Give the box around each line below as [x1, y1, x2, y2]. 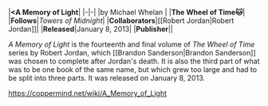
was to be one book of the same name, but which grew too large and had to [8, 65, 258, 74]
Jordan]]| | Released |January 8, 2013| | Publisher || [8, 25, 173, 33]
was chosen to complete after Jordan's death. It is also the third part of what [8, 56, 260, 66]
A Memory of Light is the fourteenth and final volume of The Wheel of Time [8, 40, 255, 49]
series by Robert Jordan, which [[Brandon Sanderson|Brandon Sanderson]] [8, 48, 257, 57]
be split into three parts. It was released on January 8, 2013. [8, 74, 206, 82]
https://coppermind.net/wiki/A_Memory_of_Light [8, 89, 167, 98]
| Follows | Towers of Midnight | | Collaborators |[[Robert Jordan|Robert [8, 16, 235, 25]
